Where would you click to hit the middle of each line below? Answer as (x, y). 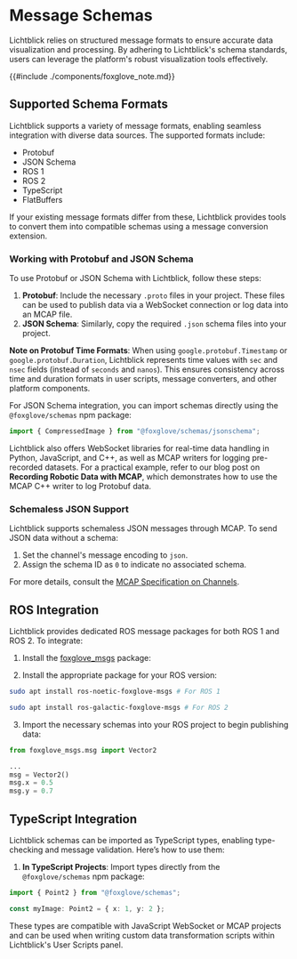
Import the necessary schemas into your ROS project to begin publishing (155, 724)
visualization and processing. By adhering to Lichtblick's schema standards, (148, 49)
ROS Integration (54, 610)
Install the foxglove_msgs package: (86, 658)
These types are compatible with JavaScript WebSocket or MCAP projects (145, 925)
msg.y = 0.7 (31, 791)
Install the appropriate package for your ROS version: (120, 675)
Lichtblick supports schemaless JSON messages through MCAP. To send (143, 528)
